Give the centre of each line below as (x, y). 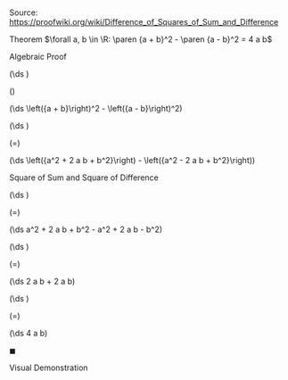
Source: (24, 12)
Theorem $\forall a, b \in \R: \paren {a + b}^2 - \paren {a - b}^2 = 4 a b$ (141, 39)
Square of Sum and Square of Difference (84, 178)
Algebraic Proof (38, 57)
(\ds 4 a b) (29, 334)
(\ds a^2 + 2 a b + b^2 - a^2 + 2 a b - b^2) (86, 229)
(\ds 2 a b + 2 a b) (42, 281)
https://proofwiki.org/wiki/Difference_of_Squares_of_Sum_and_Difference (144, 22)
